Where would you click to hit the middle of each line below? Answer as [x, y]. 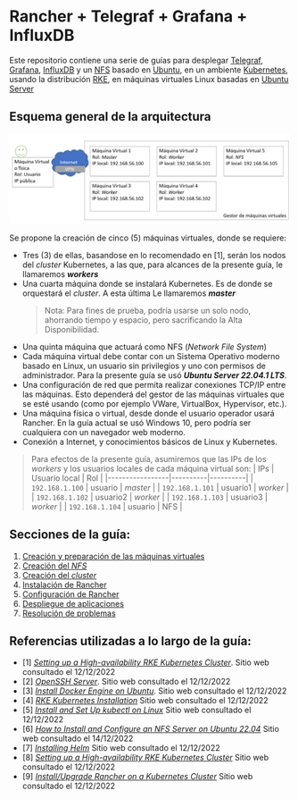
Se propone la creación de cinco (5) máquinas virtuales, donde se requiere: [148, 238]
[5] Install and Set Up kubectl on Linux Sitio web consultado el [137, 710]
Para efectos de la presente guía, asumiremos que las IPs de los [149, 458]
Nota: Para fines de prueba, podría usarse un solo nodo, [148, 310]
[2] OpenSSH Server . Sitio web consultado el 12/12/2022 [126, 682]
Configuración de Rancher [70, 594]
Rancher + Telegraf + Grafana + [128, 17]
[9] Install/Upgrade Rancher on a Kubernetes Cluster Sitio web [137, 777]
